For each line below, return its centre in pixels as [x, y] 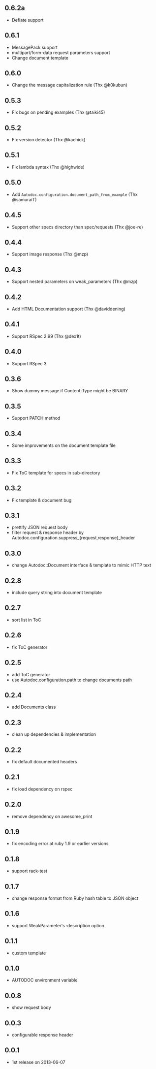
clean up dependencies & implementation [54, 734]
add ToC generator [31, 674]
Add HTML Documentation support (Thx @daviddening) [69, 309]
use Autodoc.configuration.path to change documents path [72, 680]
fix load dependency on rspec [42, 789]
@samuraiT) [24, 199]
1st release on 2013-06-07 [38, 1062]
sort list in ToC [26, 620]
